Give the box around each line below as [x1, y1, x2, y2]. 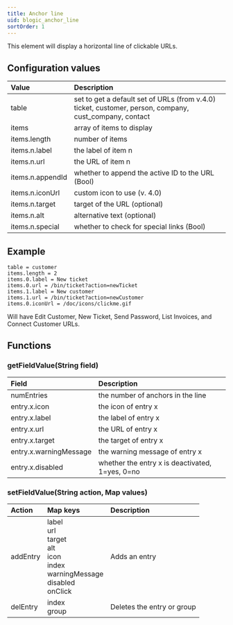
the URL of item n [74, 157, 130, 166]
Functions [7, 340, 52, 352]
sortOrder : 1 [7, 23, 45, 30]
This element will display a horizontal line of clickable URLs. [7, 42, 178, 51]
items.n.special [10, 222, 60, 232]
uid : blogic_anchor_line [7, 17, 79, 24]
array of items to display [74, 123, 153, 132]
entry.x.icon [10, 402, 50, 411]
